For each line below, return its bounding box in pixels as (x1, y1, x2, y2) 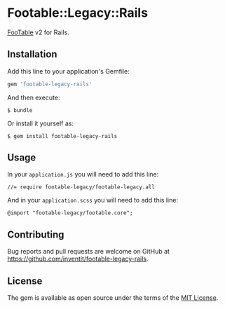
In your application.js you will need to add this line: (7, 170, 159, 179)
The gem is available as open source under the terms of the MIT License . (7, 294, 219, 302)
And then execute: (7, 93, 60, 102)
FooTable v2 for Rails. (7, 28, 70, 36)
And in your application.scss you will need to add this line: (7, 196, 179, 205)
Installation (7, 48, 57, 60)
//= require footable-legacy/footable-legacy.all (7, 184, 156, 191)
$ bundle (7, 107, 33, 114)
